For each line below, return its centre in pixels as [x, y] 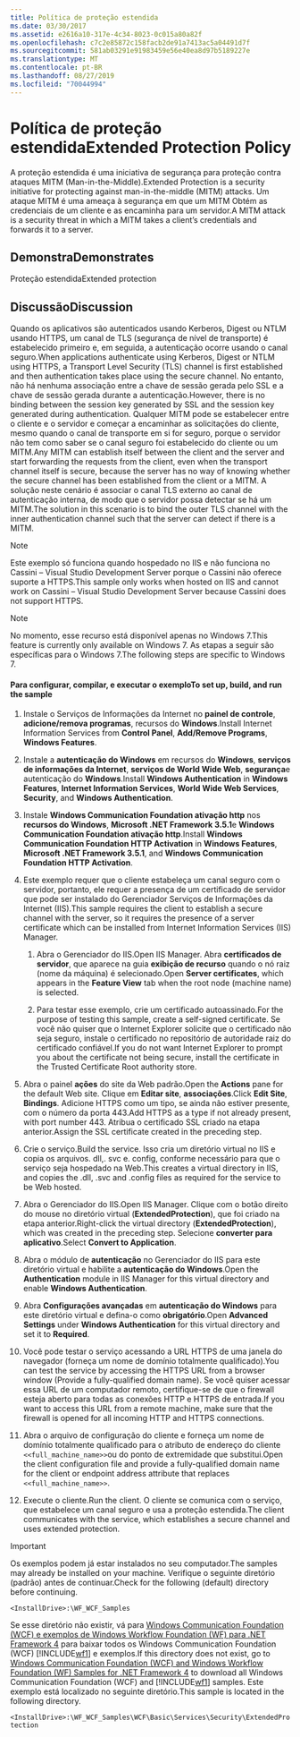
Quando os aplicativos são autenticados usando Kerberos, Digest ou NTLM [148, 328]
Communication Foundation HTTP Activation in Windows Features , [150, 844]
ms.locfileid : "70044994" [58, 84]
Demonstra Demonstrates [82, 257]
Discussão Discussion [71, 307]
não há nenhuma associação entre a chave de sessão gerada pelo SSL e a [147, 386]
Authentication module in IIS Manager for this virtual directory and [146, 1279]
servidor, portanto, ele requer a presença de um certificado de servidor [154, 890]
